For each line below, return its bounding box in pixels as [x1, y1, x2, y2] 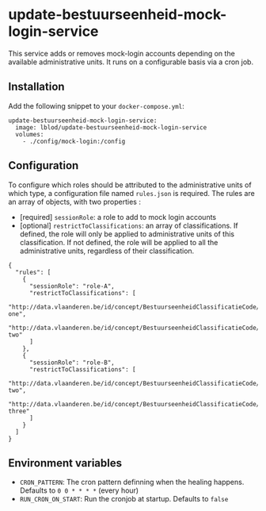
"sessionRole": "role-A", [28, 282, 115, 290]
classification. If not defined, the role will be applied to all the [19, 237, 218, 247]
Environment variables [8, 456, 123, 470]
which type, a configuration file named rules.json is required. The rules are [8, 188, 255, 198]
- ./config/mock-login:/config [22, 137, 126, 145]
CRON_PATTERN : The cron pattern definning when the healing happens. [19, 478, 245, 487]
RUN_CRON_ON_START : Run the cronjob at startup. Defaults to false [19, 494, 229, 504]
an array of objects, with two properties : [8, 197, 141, 206]
